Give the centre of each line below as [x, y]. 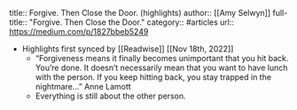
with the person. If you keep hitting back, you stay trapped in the [153, 77]
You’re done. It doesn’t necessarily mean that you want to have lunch [161, 67]
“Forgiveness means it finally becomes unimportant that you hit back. [162, 58]
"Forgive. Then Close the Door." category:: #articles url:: [132, 22]
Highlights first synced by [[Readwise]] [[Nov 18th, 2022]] [128, 49]
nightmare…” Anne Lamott [83, 86]
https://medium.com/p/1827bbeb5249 [79, 31]
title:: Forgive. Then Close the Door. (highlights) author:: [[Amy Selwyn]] [140, 13]
